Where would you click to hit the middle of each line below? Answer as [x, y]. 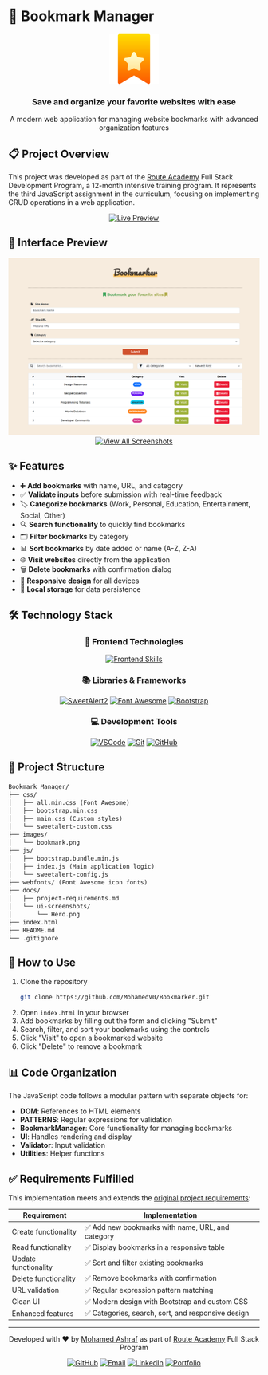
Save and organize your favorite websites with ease [134, 101]
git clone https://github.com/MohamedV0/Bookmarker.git [114, 997]
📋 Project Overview [59, 154]
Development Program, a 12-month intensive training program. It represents [132, 186]
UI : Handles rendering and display [76, 1137]
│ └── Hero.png [44, 914]
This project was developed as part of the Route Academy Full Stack [121, 177]
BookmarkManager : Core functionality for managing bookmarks [126, 1129]
